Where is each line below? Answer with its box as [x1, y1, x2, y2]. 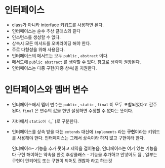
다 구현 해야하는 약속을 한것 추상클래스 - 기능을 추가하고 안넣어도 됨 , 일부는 [11, 151, 158, 157]
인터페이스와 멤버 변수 [4, 84, 88, 95]
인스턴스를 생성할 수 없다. [11, 34, 61, 40]
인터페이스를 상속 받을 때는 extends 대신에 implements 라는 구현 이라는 [11, 128, 147, 134]
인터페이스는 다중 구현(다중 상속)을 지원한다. [11, 65, 97, 71]
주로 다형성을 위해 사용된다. [11, 46, 65, 52]
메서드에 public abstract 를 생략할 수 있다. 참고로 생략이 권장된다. [11, 59, 141, 65]
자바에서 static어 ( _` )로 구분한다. [11, 118, 79, 124]
